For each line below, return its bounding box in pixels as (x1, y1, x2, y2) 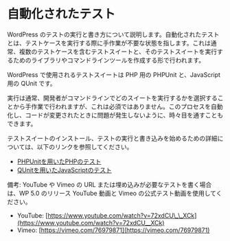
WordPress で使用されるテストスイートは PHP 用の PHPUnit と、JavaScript (7, 70, 221, 79)
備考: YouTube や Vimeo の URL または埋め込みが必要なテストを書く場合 (7, 180, 212, 189)
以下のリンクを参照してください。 (36, 142, 133, 151)
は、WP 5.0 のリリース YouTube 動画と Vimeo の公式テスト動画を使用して (7, 189, 216, 197)
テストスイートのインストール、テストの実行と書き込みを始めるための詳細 (7, 134, 218, 142)
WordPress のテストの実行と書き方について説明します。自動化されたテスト (7, 30, 220, 38)
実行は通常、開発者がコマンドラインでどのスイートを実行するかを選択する (7, 93, 218, 102)
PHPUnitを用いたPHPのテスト (16, 157, 102, 165)
